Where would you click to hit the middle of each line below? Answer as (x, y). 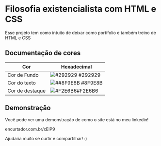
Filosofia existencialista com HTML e (81, 9)
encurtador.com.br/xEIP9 (30, 129)
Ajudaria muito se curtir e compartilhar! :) (46, 138)
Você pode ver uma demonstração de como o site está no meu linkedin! (77, 119)
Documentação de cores (43, 53)
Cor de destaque (27, 91)
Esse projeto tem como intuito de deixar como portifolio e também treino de (80, 32)
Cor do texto (22, 82)
